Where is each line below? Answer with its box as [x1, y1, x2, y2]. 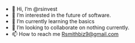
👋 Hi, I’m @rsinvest [11, 6, 58, 12]
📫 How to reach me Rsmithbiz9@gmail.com [11, 31, 119, 37]
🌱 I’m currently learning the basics [11, 18, 95, 24]
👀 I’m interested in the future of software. [11, 12, 112, 19]
